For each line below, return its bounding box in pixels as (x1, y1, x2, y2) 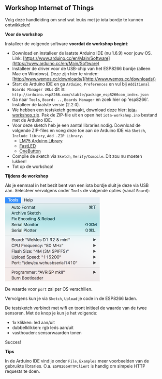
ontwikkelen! (5, 22, 30, 28)
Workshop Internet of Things (5, 4, 94, 12)
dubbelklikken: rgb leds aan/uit (12, 325, 74, 330)
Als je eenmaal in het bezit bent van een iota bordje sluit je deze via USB (5, 182, 149, 188)
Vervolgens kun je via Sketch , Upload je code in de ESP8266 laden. (5, 296, 137, 301)
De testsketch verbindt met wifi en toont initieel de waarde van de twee (5, 305, 147, 311)
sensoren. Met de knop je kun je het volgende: (5, 310, 98, 316)
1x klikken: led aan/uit (12, 319, 55, 325)
